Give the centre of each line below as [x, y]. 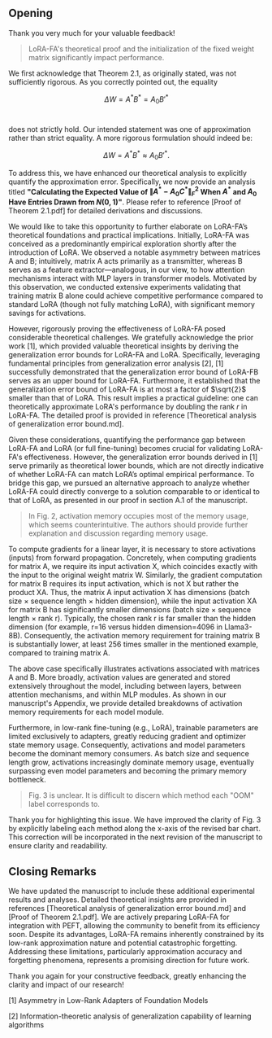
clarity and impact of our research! [66, 984]
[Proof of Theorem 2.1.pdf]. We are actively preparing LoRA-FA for [119, 917]
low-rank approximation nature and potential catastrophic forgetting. [123, 943]
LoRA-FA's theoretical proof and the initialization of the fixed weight [141, 49]
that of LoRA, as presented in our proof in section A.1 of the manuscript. [128, 501]
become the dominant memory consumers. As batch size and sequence [129, 754]
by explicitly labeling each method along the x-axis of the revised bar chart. [135, 829]
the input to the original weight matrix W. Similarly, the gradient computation [135, 575]
